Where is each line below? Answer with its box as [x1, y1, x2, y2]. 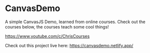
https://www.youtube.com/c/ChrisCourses [5, 33, 90, 39]
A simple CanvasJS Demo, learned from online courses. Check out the [5, 19, 146, 25]
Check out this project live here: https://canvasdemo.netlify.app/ [5, 42, 134, 48]
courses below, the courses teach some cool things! [5, 24, 109, 29]
